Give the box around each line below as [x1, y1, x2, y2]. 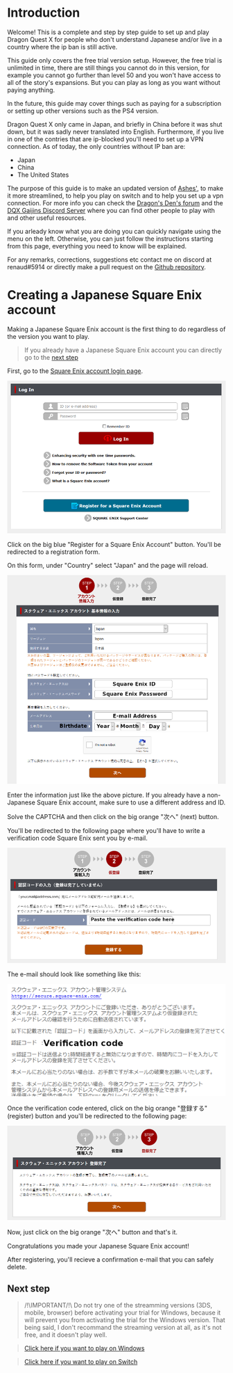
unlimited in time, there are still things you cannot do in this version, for [7, 63, 210, 72]
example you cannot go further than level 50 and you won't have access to [7, 71, 221, 79]
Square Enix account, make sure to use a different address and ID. [37, 798, 226, 807]
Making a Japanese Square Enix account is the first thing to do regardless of [7, 325, 226, 333]
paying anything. [7, 86, 55, 94]
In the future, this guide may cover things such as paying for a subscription [7, 99, 222, 107]
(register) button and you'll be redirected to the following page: [7, 1111, 187, 1120]
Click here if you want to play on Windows [24, 1344, 145, 1353]
